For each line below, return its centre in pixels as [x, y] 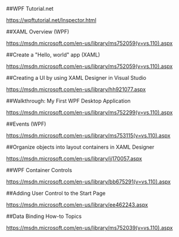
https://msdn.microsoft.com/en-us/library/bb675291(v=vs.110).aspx [89, 182]
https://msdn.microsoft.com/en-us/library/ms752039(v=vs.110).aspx [89, 228]
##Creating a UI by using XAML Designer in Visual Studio [76, 78]
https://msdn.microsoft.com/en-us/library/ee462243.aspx [77, 205]
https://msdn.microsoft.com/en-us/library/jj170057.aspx [74, 158]
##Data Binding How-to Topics [44, 216]
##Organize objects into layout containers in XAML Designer [80, 147]
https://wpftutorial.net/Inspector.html [51, 20]
